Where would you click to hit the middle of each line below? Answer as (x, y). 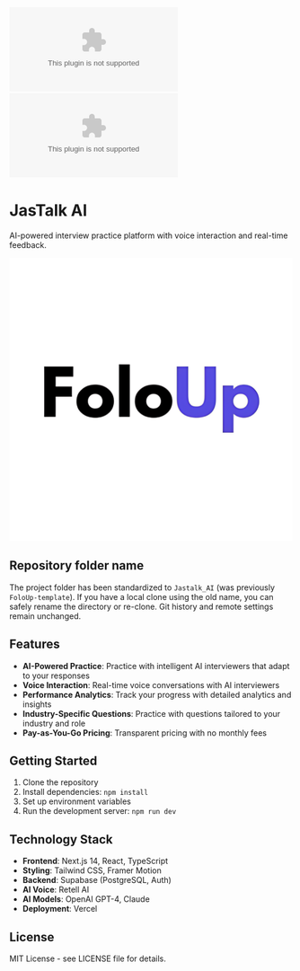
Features (35, 644)
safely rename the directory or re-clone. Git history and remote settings (141, 606)
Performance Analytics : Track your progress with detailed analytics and (157, 694)
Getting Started (53, 760)
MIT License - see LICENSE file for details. (88, 958)
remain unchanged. (45, 616)
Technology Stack (61, 839)
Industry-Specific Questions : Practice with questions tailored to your (151, 713)
